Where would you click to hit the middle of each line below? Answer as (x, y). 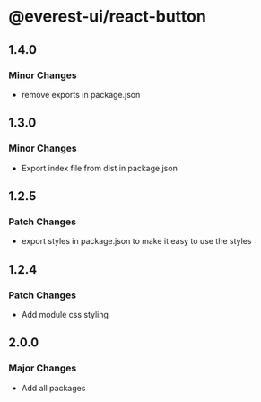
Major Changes (43, 368)
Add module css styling (65, 314)
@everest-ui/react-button (108, 17)
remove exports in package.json (81, 94)
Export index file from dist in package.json (100, 168)
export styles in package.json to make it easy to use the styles (136, 241)
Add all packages (53, 388)
